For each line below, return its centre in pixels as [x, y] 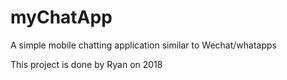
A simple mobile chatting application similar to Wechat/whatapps [143, 45]
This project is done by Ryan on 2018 [86, 64]
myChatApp [61, 17]
